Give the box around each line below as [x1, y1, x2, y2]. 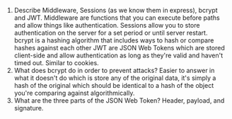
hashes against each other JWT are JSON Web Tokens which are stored [13, 44, 225, 52]
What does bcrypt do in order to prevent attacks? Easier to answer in [13, 67, 215, 74]
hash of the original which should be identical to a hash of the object [13, 81, 214, 89]
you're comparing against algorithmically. [13, 89, 135, 97]
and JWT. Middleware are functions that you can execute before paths [13, 13, 221, 22]
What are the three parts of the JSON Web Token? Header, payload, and [13, 96, 225, 105]
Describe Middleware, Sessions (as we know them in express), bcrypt [13, 6, 218, 14]
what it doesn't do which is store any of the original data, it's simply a [13, 74, 216, 82]
